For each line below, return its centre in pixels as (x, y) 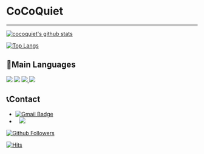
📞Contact (23, 100)
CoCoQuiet (35, 11)
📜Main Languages (41, 65)
